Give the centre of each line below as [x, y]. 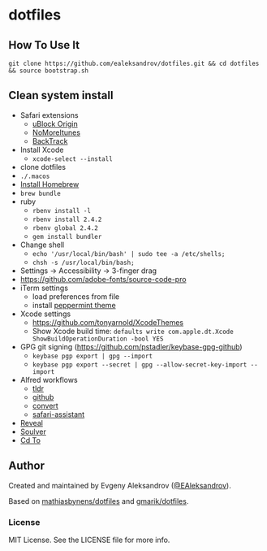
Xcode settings [45, 314]
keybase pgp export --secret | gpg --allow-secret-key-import [140, 364]
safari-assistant [58, 414]
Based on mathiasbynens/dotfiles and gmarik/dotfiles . [99, 501]
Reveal [31, 423]
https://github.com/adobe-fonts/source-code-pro [103, 279]
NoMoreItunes [56, 132]
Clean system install [61, 95]
